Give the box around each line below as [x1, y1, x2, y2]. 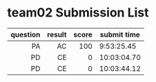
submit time [99, 30, 140, 39]
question [10, 30, 41, 39]
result [47, 30, 67, 39]
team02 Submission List [7, 5, 149, 21]
